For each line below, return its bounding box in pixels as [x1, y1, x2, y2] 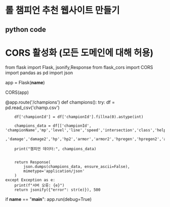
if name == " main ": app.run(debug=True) [5, 196, 92, 202]
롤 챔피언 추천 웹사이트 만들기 [5, 5, 120, 16]
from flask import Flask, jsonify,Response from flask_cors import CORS [5, 64, 153, 70]
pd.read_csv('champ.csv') [5, 105, 60, 111]
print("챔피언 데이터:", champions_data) [14, 146, 97, 151]
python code [5, 25, 47, 33]
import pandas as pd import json [5, 70, 73, 76]
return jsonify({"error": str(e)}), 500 [14, 187, 101, 192]
